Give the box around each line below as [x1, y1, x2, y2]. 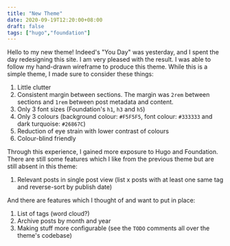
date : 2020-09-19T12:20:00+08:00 [7, 16, 103, 23]
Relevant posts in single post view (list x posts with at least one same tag [16, 176, 224, 184]
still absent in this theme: [7, 162, 78, 170]
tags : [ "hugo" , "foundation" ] [7, 29, 91, 36]
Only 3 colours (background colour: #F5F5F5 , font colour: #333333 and [16, 113, 213, 121]
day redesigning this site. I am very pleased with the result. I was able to [7, 56, 211, 64]
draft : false [7, 23, 45, 30]
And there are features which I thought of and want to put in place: [7, 197, 196, 205]
